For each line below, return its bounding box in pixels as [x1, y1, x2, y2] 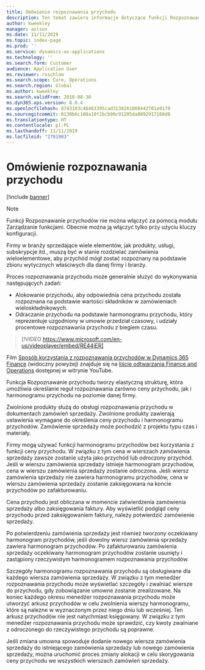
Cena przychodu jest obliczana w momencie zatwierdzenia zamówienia [6, 498, 186, 505]
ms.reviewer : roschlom [6, 71, 64, 77]
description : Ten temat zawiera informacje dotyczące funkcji [6, 15, 168, 21]
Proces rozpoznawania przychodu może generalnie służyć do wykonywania [6, 273, 197, 280]
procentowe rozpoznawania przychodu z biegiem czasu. [15, 323, 158, 331]
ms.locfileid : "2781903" [6, 134, 70, 140]
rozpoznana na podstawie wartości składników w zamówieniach [15, 297, 177, 305]
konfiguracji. [6, 229, 38, 237]
